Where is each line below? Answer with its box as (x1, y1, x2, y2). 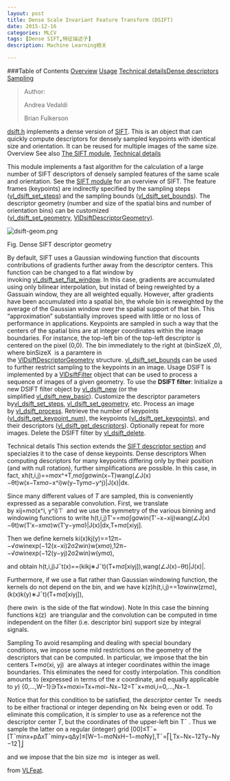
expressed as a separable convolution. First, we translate (7, 499, 169, 507)
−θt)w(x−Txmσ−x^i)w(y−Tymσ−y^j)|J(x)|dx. (7, 479, 130, 486)
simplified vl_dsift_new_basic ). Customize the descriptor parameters (7, 392, 200, 400)
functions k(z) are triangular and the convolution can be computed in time (7, 611, 218, 619)
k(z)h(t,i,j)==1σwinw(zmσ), (141, 583, 217, 591)
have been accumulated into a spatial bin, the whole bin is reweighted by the (7, 297, 224, 306)
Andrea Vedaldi (23, 101, 68, 109)
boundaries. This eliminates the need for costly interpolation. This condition (7, 668, 221, 676)
